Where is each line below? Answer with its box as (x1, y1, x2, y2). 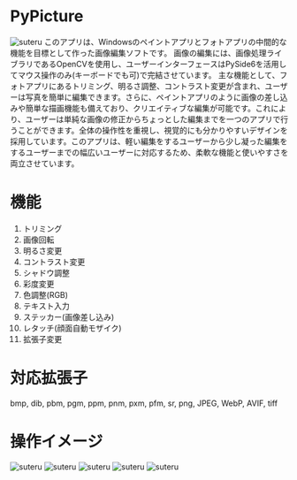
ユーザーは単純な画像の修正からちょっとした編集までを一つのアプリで (25, 113, 281, 125)
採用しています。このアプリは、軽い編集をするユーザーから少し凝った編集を (10, 135, 288, 147)
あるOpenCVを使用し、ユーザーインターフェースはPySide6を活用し (40, 58, 287, 69)
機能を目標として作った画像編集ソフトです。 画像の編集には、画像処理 (10, 47, 268, 58)
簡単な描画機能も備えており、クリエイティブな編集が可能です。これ (25, 103, 271, 113)
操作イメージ (10, 431, 103, 452)
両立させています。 (10, 157, 80, 169)
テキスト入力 (22, 301, 70, 311)
